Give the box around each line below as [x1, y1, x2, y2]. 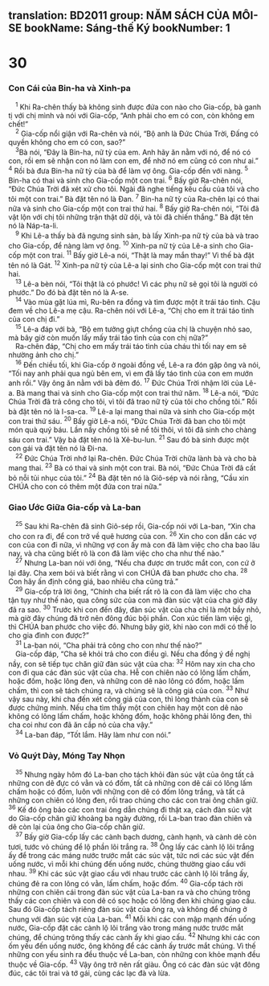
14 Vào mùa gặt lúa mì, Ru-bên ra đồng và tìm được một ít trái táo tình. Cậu [15, 296, 261, 307]
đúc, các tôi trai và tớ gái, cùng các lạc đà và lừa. [8, 968, 171, 978]
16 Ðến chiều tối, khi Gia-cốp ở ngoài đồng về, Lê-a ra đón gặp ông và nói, [15, 359, 261, 369]
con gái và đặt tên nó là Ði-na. [8, 444, 108, 453]
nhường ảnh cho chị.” [8, 350, 79, 359]
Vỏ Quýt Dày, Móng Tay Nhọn [8, 750, 126, 761]
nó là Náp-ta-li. [8, 221, 59, 231]
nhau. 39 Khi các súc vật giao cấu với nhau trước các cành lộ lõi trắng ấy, [8, 867, 250, 878]
